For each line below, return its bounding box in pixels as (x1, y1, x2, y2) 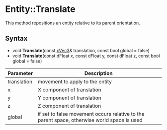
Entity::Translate (5, 3, 76, 15)
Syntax (5, 34, 28, 43)
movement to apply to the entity (37, 78, 112, 85)
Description (84, 69, 113, 76)
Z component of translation (37, 102, 101, 109)
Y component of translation (37, 94, 101, 101)
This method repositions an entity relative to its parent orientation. (5, 20, 140, 26)
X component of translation (37, 86, 102, 93)
